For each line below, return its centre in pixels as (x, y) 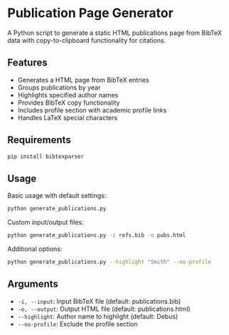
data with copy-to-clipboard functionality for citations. (87, 40)
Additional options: (35, 249)
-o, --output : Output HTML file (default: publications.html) (104, 309)
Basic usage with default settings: (57, 196)
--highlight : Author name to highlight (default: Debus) (98, 316)
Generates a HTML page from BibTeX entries (83, 80)
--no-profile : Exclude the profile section (78, 324)
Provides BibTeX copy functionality (69, 102)
